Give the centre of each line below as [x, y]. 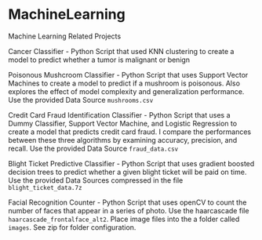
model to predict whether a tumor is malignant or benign [99, 60]
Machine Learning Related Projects [65, 36]
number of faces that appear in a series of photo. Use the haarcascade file [129, 210]
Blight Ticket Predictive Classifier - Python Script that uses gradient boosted [131, 163]
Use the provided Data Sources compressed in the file [96, 180]
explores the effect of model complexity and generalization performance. [126, 91]
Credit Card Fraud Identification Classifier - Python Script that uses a [119, 115]
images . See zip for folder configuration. [72, 227]
